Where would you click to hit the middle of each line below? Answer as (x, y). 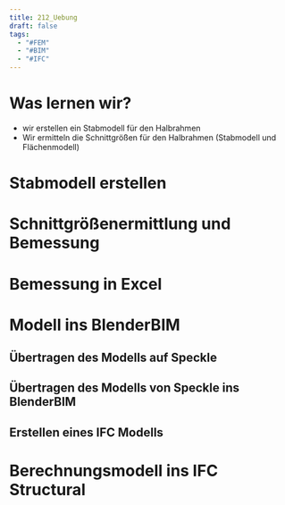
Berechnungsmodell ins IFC (114, 471)
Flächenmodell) (51, 147)
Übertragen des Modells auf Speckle (113, 358)
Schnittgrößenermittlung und (120, 224)
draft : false (34, 26)
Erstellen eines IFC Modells (86, 432)
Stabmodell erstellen (88, 183)
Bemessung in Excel (86, 284)
